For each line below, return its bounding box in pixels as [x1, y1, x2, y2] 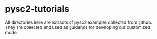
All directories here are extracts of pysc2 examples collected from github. [5, 19, 153, 25]
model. [5, 29, 19, 35]
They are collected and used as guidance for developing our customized [5, 24, 151, 30]
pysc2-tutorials [5, 3, 70, 14]
